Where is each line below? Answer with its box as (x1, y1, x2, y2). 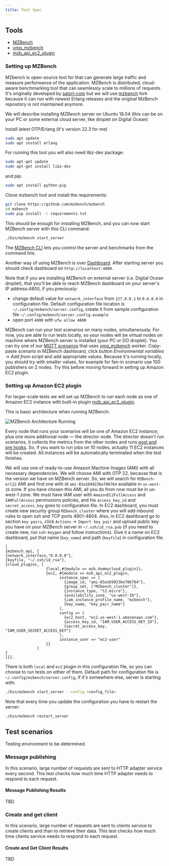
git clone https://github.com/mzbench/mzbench (5, 202, 105, 207)
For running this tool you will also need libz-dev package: (5, 149, 125, 155)
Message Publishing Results (5, 787, 66, 793)
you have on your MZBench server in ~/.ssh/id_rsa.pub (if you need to (5, 523, 153, 530)
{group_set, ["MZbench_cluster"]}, (64, 584, 139, 589)
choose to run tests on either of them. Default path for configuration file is (5, 669, 159, 675)
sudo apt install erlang (5, 140, 58, 145)
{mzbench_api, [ (5, 549, 39, 554)
